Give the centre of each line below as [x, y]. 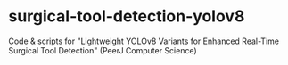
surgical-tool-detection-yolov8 [127, 16]
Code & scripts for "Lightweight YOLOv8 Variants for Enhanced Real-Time [144, 41]
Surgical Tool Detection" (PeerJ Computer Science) [103, 50]
